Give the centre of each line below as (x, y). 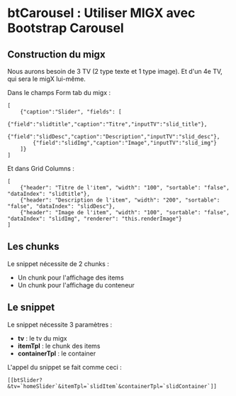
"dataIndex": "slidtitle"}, (49, 194)
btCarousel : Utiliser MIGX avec (101, 13)
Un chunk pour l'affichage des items (71, 277)
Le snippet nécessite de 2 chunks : (58, 263)
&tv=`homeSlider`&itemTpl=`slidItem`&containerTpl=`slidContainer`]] (112, 386)
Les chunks (33, 247)
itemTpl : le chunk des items (59, 346)
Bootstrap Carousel (66, 28)
